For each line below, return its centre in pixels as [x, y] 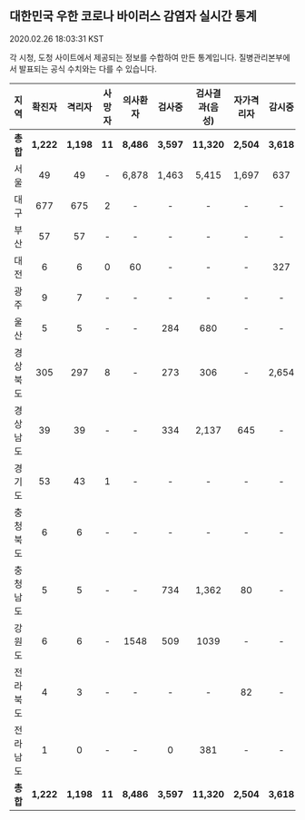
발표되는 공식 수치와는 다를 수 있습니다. [88, 68]
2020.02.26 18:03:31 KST [57, 38]
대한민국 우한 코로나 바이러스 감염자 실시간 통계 [133, 16]
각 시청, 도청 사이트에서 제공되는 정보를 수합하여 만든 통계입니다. [123, 57]
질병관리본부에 [265, 57]
